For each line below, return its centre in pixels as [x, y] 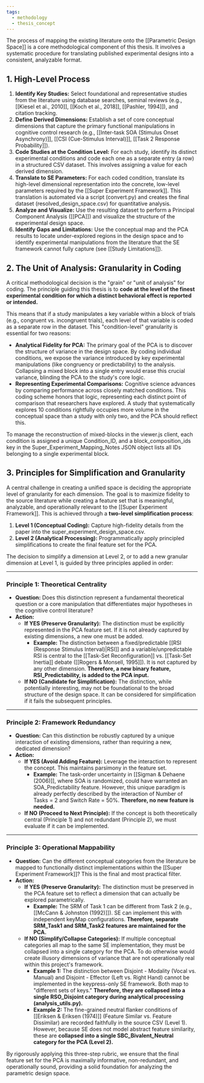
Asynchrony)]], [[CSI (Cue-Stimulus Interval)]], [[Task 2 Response [97, 139]
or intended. [22, 302]
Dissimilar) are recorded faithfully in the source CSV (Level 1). [110, 1022]
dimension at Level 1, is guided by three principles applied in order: [90, 563]
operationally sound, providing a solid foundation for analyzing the [89, 1067]
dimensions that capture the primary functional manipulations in [95, 126]
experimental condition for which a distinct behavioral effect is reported [99, 295]
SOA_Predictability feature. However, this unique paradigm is [109, 787]
